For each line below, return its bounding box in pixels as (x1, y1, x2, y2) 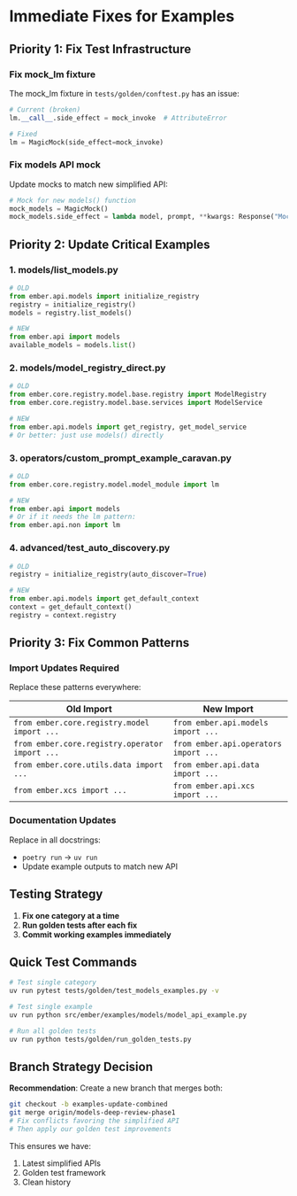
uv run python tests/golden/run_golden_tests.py (9, 1035, 192, 1044)
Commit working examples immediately (21, 928, 171, 940)
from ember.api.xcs (172, 781, 255, 791)
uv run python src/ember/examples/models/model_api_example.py (9, 1010, 247, 1020)
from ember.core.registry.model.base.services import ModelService (9, 399, 263, 408)
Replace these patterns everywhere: (9, 682, 141, 693)
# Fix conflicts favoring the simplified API (9, 1116, 179, 1126)
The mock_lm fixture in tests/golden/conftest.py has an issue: (9, 88, 240, 98)
